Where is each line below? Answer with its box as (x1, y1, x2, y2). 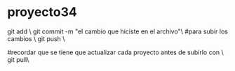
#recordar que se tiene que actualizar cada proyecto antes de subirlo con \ (7, 48, 224, 56)
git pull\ (7, 55, 29, 63)
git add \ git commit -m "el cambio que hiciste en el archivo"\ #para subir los (7, 27, 228, 35)
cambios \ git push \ (7, 34, 65, 42)
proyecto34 (7, 4, 77, 20)
